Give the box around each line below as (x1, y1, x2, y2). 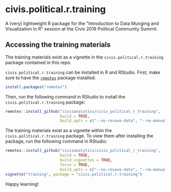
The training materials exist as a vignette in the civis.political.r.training (5, 54, 164, 60)
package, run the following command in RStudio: (5, 138, 107, 144)
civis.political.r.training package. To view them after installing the (5, 133, 154, 139)
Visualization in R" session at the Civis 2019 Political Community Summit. (5, 25, 158, 31)
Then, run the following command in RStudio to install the (5, 93, 126, 100)
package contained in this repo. (5, 59, 72, 66)
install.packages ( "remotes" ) (5, 84, 67, 89)
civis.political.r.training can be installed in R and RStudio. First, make (5, 69, 160, 75)
